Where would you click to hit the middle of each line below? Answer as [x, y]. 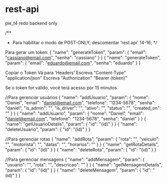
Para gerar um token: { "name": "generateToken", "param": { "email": [76, 52]
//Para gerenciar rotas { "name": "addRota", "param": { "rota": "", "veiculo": [82, 139]
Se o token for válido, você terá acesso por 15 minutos [61, 87]
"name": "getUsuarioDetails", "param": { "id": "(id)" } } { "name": [71, 124]
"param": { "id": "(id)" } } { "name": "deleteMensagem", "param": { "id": [78, 170]
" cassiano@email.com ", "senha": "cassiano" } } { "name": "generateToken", [83, 57]
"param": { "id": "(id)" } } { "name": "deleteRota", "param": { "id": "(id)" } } [81, 149]
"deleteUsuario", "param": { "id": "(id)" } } [48, 129]
